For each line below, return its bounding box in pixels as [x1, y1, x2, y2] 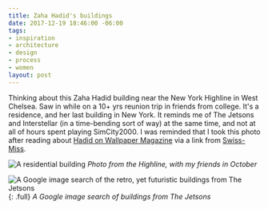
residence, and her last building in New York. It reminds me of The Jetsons [8, 109, 254, 120]
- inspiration [8, 34, 56, 42]
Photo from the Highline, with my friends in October [87, 159, 258, 168]
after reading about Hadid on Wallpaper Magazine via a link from [8, 135, 222, 144]
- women [8, 64, 34, 72]
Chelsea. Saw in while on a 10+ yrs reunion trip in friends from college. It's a [8, 101, 259, 111]
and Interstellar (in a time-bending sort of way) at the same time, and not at [8, 118, 256, 128]
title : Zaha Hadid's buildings [8, 11, 113, 20]
